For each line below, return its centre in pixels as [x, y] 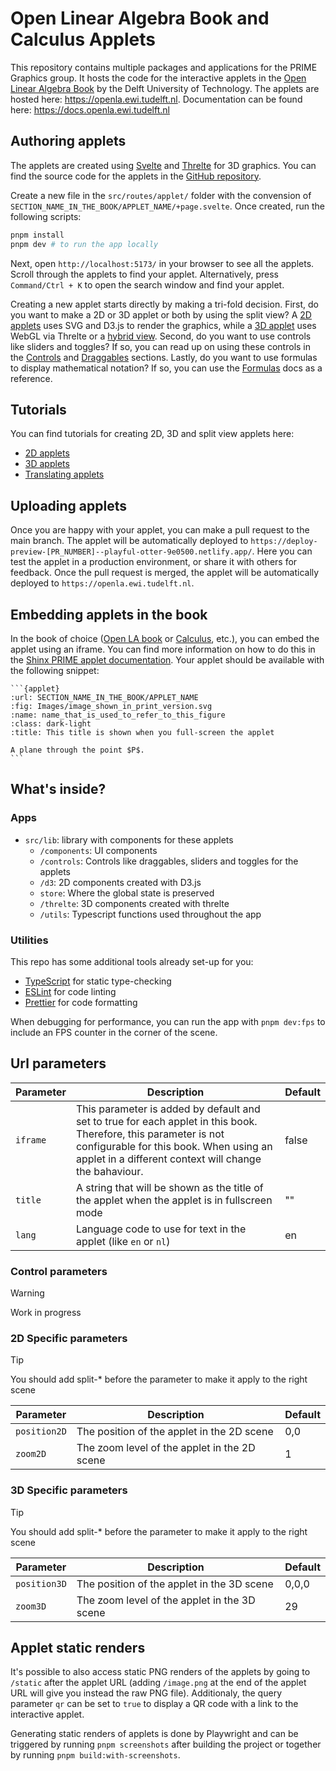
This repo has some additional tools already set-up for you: [132, 961]
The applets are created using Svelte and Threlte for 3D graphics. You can [163, 165]
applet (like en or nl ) [123, 1241]
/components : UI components [98, 850]
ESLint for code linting [70, 991]
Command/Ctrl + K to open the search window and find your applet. [147, 284]
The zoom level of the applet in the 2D [166, 1448]
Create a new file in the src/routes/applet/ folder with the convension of [161, 195]
